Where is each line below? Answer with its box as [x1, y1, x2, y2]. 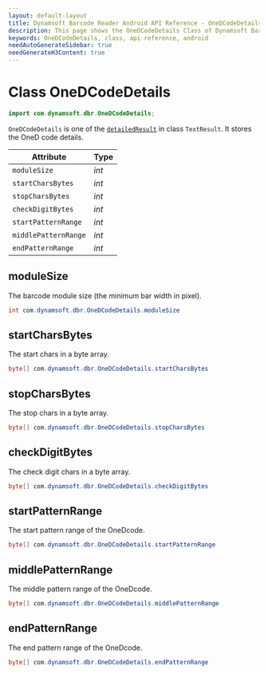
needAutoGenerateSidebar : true [8, 41, 112, 49]
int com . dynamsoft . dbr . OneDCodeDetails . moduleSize [8, 306, 180, 314]
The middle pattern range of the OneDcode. [8, 584, 153, 594]
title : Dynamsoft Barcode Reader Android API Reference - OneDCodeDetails [8, 19, 262, 27]
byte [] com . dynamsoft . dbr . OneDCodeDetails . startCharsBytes [8, 365, 209, 373]
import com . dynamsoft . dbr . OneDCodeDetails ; [8, 109, 156, 117]
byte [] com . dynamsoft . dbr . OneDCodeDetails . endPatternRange [8, 658, 209, 666]
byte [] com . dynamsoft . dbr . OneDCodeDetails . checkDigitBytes [8, 482, 209, 491]
